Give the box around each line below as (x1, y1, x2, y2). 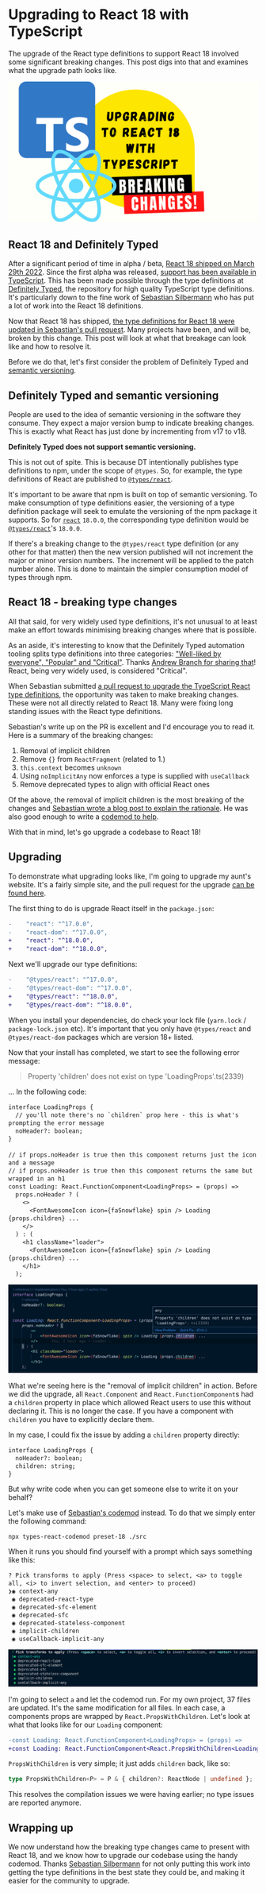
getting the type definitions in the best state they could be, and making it (8, 1868, 245, 1877)
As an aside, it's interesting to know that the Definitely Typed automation (8, 640, 245, 650)
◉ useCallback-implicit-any (11, 1635, 104, 1644)
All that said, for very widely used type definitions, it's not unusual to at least (8, 616, 257, 626)
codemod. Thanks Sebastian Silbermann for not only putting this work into (8, 1859, 251, 1868)
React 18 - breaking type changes (8, 596, 178, 609)
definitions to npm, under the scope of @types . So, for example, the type (8, 466, 243, 476)
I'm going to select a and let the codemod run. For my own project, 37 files (8, 1694, 251, 1704)
